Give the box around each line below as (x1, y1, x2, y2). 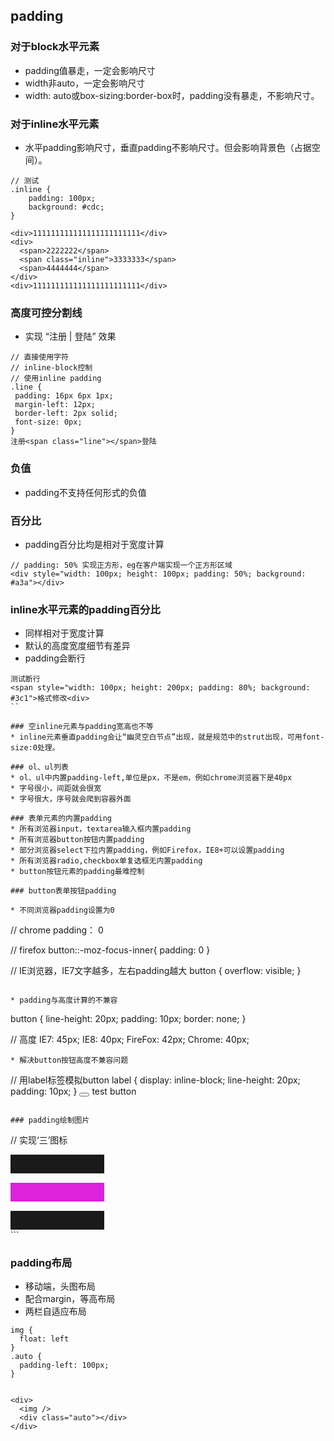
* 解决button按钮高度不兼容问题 (10, 1055, 129, 1066)
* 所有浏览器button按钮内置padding (10, 835, 145, 845)
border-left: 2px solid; (14, 409, 118, 419)
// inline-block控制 (10, 363, 93, 373)
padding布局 (10, 1256, 73, 1270)
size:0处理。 (10, 743, 60, 753)
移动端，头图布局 (24, 1280, 96, 1293)
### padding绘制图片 (10, 1115, 90, 1126)
